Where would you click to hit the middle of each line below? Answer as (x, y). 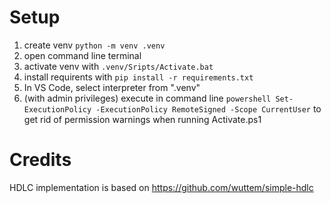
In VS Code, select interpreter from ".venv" (112, 87)
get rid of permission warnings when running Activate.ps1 (142, 119)
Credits (40, 160)
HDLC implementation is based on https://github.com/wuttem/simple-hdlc (161, 187)
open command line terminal (82, 55)
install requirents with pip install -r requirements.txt (138, 77)
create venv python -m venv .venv (94, 45)
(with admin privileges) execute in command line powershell (147, 98)
